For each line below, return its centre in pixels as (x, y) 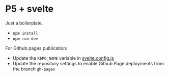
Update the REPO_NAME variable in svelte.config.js (63, 58)
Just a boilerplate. (24, 23)
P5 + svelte (30, 9)
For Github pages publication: (36, 48)
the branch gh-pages (34, 69)
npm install (25, 33)
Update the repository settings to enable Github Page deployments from (88, 63)
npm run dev (25, 39)
